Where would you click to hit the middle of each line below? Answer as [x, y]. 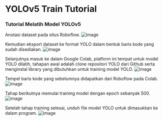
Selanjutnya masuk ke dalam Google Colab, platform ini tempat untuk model [82, 59]
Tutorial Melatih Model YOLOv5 [43, 24]
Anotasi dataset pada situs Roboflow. [42, 35]
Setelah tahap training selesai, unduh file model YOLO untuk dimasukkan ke [81, 108]
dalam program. [21, 113]
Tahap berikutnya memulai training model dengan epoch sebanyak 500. [78, 93]
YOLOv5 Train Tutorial [51, 9]
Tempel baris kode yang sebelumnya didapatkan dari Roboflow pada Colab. [82, 79]
